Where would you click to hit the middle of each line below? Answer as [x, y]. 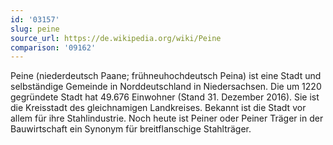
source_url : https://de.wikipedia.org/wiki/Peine [116, 38]
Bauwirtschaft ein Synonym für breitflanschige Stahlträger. [131, 129]
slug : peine [35, 29]
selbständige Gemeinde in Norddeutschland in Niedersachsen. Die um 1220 [166, 87]
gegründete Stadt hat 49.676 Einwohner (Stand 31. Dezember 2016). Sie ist [165, 97]
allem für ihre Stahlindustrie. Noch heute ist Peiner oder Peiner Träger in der [167, 118]
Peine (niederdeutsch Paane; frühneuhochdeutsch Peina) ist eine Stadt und [166, 76]
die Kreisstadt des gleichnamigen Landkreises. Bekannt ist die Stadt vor [158, 108]
